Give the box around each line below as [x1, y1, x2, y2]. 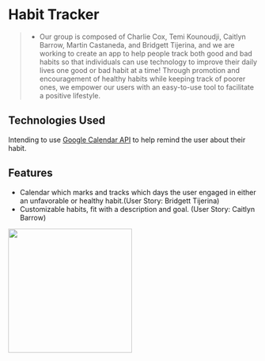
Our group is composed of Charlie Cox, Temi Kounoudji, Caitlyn [39, 32, 247, 41]
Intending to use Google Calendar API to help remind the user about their [8, 135, 246, 144]
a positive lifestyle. [39, 90, 101, 100]
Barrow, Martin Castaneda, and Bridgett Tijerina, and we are [39, 40, 235, 49]
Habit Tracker [8, 6, 100, 24]
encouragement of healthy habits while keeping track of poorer [39, 74, 246, 83]
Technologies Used [8, 113, 105, 128]
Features [8, 167, 53, 180]
